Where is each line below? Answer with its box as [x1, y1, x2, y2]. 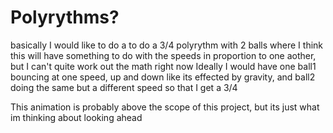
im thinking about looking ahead [10, 111, 143, 123]
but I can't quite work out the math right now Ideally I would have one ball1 [10, 60, 317, 72]
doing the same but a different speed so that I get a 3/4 [10, 81, 238, 93]
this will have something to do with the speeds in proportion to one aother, [10, 49, 317, 61]
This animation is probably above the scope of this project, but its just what [10, 101, 320, 113]
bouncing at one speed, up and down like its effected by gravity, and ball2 [10, 71, 316, 83]
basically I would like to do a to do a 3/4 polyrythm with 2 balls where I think [10, 39, 324, 51]
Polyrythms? [10, 6, 120, 29]
